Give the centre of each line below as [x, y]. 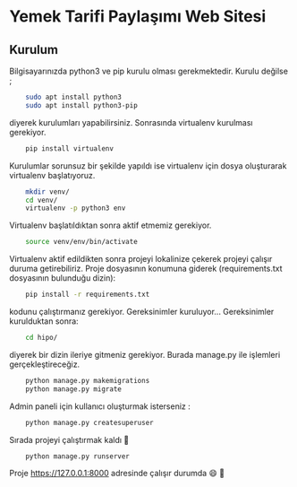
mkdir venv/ [47, 191]
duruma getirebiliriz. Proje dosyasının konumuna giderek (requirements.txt [146, 269]
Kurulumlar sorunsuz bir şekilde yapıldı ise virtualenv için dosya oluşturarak [148, 165]
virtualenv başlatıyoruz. [52, 175]
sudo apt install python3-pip [82, 105]
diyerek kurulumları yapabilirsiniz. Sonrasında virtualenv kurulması [131, 122]
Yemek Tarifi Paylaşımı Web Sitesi [138, 17]
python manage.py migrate [74, 389]
